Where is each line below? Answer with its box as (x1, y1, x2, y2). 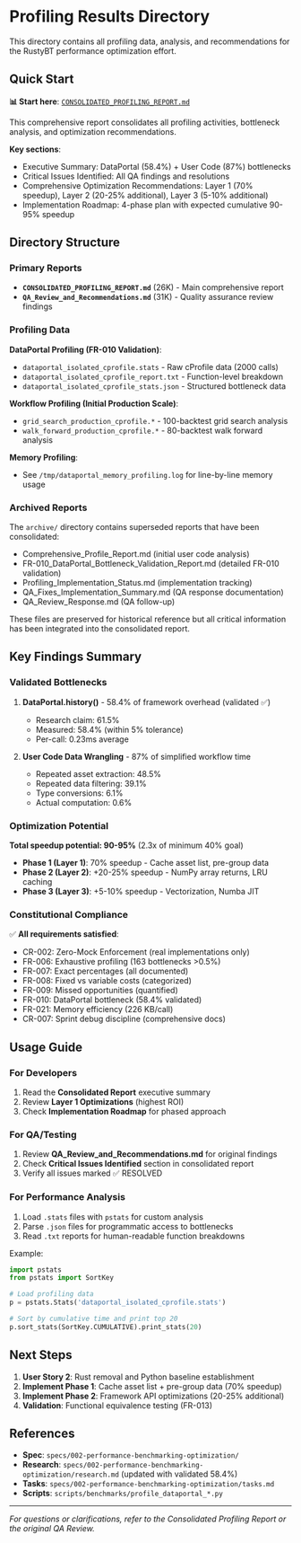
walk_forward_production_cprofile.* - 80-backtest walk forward (21, 425, 263, 436)
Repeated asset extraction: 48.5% (35, 768, 162, 779)
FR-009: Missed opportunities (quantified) (21, 985, 179, 996)
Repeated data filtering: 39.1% (35, 778, 147, 789)
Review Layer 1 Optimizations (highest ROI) (21, 1097, 185, 1107)
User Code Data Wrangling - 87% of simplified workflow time (21, 751, 251, 762)
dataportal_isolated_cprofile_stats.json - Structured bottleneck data (21, 380, 287, 392)
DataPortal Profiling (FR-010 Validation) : (9, 344, 162, 355)
